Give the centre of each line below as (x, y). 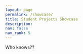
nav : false (17, 28)
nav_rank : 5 (18, 33)
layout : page (19, 10)
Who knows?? (20, 47)
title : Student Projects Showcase (42, 19)
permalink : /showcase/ (29, 14)
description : (19, 24)
